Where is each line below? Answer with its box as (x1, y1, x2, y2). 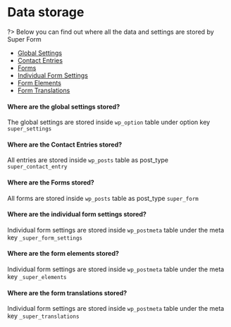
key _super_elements (7, 272, 67, 280)
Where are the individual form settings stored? (7, 210, 146, 218)
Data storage (7, 4, 85, 20)
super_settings (7, 125, 52, 132)
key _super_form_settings (7, 233, 83, 242)
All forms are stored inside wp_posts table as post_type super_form (7, 194, 199, 202)
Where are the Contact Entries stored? (7, 140, 123, 149)
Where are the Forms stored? (7, 178, 95, 187)
